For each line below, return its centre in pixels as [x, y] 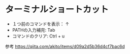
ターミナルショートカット [57, 9]
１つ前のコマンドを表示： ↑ [41, 24]
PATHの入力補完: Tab [34, 30]
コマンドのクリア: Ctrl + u [38, 36]
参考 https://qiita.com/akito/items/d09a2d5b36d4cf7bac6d [65, 46]
